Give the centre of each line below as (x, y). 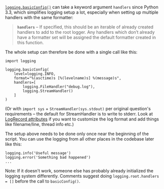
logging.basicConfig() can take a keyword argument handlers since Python (82, 7)
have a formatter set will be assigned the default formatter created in (86, 37)
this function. (30, 43)
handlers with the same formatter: (39, 17)
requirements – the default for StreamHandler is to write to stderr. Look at (79, 114)
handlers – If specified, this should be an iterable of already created (85, 27)
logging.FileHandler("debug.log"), (59, 87)
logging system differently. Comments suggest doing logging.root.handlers (82, 176)
